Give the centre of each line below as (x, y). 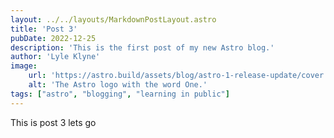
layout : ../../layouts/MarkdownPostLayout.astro (113, 19)
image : (24, 66)
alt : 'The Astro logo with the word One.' (118, 85)
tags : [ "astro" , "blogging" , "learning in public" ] (120, 94)
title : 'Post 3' (44, 29)
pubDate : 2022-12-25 (53, 38)
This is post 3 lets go (53, 122)
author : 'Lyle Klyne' (55, 57)
